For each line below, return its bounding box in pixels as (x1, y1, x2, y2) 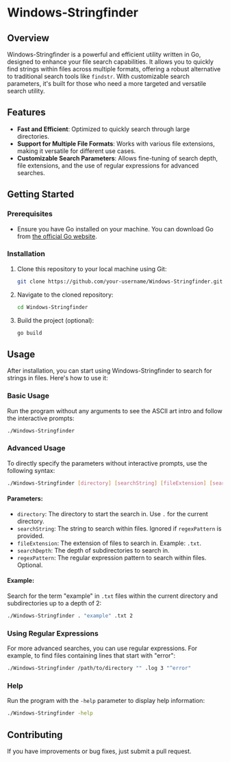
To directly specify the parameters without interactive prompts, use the (7, 459, 207, 467)
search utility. (7, 87, 45, 95)
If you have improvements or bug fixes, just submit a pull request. (7, 747, 192, 756)
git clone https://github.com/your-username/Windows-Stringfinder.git (16, 278, 223, 285)
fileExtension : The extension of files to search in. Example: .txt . (16, 539, 202, 547)
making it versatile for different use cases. (16, 146, 136, 155)
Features (7, 106, 46, 118)
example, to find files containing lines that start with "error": (7, 651, 176, 660)
